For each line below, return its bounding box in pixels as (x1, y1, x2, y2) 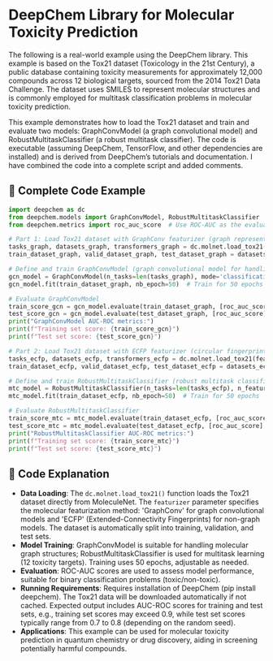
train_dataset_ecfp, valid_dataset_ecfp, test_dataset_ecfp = (8, 362, 223, 370)
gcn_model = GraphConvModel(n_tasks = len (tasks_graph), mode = (8, 272, 220, 281)
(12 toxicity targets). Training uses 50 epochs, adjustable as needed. (19, 558, 249, 568)
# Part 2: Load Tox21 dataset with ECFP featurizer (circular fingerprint (8, 347, 267, 355)
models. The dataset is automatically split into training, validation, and (19, 523, 254, 533)
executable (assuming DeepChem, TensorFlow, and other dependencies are (8, 143, 263, 153)
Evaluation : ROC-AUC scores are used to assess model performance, (19, 566, 254, 576)
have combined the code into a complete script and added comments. (8, 160, 244, 170)
